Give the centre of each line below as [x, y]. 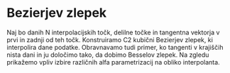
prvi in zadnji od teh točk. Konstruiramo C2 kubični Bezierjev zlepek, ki [110, 39]
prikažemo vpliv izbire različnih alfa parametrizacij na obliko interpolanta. [114, 62]
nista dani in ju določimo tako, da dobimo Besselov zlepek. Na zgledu [108, 55]
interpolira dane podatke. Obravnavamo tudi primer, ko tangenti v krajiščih [115, 47]
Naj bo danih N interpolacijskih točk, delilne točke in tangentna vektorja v [113, 32]
